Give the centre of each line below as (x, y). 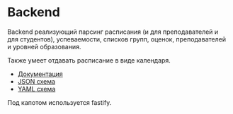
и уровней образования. (44, 46)
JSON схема (36, 81)
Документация (40, 74)
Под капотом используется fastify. (59, 102)
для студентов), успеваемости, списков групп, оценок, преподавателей (117, 39)
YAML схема (36, 89)
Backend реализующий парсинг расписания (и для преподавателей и (113, 32)
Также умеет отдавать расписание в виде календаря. (89, 60)
